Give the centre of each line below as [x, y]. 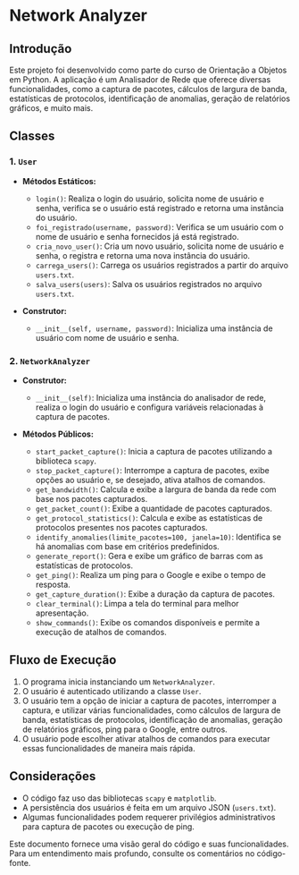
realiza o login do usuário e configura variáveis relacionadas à [149, 407]
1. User [23, 162]
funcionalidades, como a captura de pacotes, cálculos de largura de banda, [148, 89]
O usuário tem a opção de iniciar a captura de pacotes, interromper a [149, 701]
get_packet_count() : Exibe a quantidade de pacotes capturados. [154, 508]
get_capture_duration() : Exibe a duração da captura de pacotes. [155, 594]
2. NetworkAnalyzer [50, 361]
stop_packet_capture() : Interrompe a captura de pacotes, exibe [152, 470]
